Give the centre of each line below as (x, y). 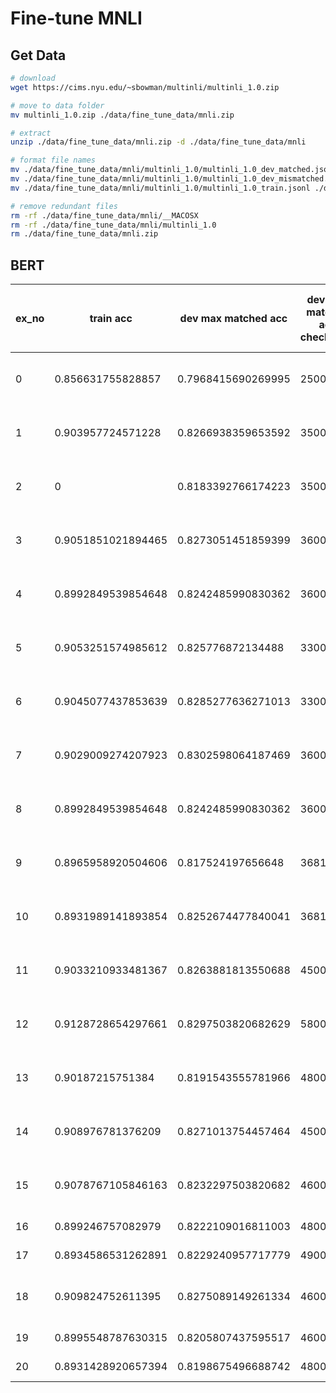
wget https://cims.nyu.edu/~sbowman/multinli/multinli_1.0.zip (145, 87)
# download (33, 78)
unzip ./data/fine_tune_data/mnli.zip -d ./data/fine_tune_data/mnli (158, 142)
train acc (111, 319)
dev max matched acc (233, 319)
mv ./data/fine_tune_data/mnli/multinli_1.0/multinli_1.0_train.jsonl (160, 188)
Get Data (38, 55)
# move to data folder (57, 105)
